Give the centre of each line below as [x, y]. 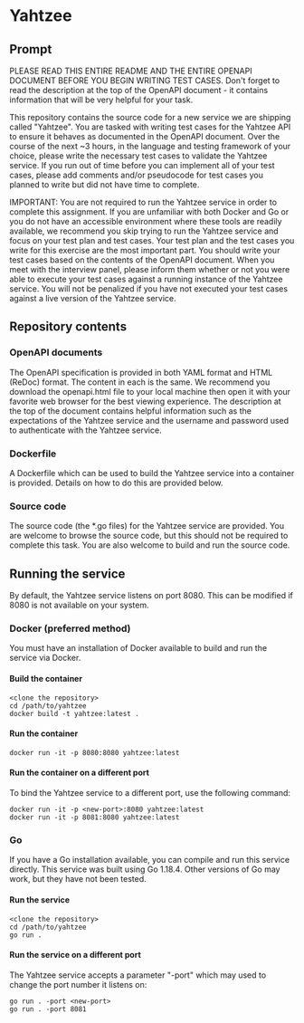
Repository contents [68, 327]
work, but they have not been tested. [78, 879]
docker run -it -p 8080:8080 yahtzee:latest [95, 752]
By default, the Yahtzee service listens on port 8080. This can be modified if [152, 596]
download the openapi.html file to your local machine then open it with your [150, 391]
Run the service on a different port [76, 955]
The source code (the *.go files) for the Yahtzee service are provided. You [147, 526]
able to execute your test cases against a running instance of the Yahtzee [146, 279]
